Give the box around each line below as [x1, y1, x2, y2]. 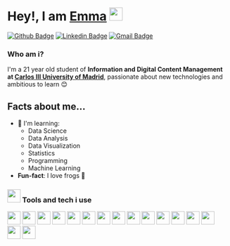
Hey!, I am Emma [7, 8, 107, 25]
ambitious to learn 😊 [7, 80, 68, 89]
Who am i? [7, 49, 44, 59]
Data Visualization [27, 141, 81, 150]
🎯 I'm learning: [17, 119, 60, 128]
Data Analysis [27, 134, 68, 143]
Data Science [27, 127, 67, 135]
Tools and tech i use [22, 195, 92, 205]
